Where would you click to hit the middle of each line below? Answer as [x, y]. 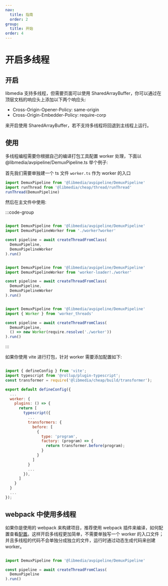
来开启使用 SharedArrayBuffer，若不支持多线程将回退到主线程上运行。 [78, 125]
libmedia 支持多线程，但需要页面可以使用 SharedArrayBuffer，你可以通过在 [83, 93]
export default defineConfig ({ [38, 389]
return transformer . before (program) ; [85, 446]
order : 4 [14, 33]
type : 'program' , [60, 436]
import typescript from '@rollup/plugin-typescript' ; [63, 376]
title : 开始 [22, 29]
